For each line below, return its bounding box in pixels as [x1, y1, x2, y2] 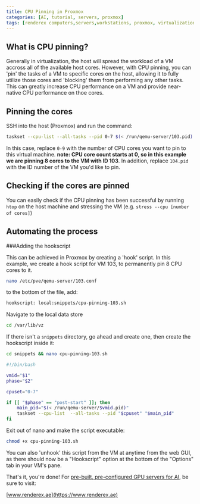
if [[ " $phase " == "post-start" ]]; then [6, 399, 111, 405]
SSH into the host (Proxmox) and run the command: [6, 123, 133, 129]
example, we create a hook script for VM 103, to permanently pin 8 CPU [6, 260, 182, 267]
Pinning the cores [6, 107, 73, 117]
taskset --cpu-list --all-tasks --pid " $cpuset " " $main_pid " [17, 411, 174, 417]
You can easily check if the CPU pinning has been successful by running [6, 196, 185, 204]
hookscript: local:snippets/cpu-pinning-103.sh [6, 300, 127, 306]
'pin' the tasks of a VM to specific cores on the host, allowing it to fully [6, 70, 179, 77]
